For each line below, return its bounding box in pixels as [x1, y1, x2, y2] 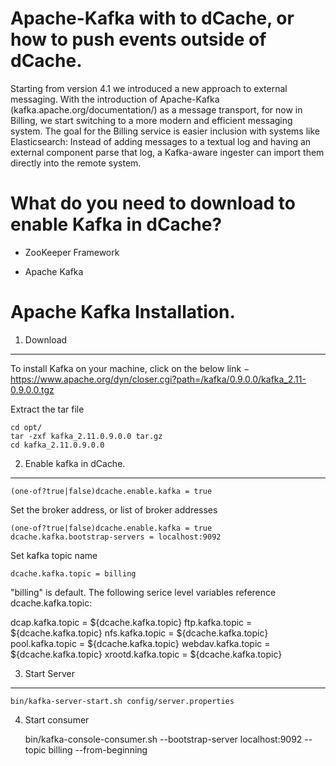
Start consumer [24, 713, 90, 726]
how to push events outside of [10, 28, 267, 51]
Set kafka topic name [10, 549, 98, 561]
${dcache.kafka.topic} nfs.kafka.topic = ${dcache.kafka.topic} [10, 627, 269, 639]
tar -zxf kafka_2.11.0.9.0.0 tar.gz [10, 431, 163, 441]
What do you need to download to [10, 192, 296, 215]
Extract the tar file [10, 403, 85, 415]
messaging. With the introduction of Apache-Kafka [10, 93, 220, 105]
